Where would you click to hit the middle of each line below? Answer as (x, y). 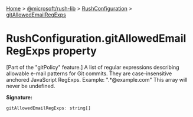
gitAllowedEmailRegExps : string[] (49, 108)
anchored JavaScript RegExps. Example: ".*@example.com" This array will (97, 79)
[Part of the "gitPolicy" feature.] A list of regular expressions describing (93, 67)
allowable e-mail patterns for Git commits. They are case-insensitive (89, 73)
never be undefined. (31, 86)
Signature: (19, 97)
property (75, 51)
